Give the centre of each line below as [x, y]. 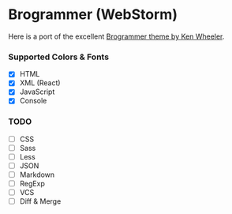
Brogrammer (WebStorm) [93, 15]
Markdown [37, 175]
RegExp [32, 184]
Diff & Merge [40, 201]
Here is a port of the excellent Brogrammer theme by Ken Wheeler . [116, 36]
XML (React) [40, 83]
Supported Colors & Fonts [58, 57]
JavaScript [37, 92]
